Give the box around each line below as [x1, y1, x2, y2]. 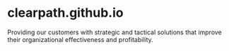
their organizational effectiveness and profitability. [7, 35, 153, 43]
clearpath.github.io [7, 5, 124, 21]
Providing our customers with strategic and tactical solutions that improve [7, 28, 223, 36]
